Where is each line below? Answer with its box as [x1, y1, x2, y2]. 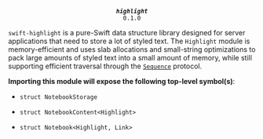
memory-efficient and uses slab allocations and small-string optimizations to [8, 45, 256, 54]
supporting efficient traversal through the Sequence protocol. [8, 61, 203, 71]
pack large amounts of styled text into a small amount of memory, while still [8, 53, 253, 62]
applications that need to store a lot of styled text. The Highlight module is [8, 36, 250, 46]
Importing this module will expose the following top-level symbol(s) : [8, 77, 236, 86]
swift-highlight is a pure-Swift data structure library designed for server [8, 28, 246, 37]
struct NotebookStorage [19, 93, 98, 101]
